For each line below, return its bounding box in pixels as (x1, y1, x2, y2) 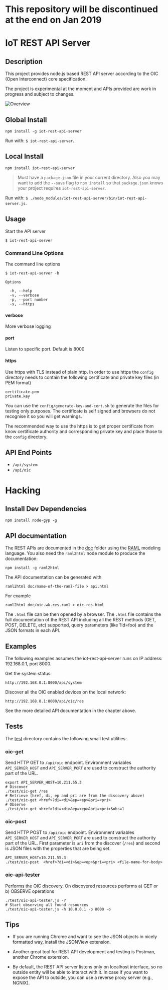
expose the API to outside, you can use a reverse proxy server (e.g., (12, 974, 153, 980)
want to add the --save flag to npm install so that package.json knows (17, 180, 163, 186)
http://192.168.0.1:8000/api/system (5, 680, 82, 685)
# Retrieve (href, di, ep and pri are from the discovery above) (5, 793, 144, 799)
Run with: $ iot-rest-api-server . (5, 137, 74, 144)
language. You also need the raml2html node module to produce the (5, 550, 145, 556)
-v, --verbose (10, 293, 39, 298)
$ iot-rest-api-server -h (5, 270, 59, 275)
